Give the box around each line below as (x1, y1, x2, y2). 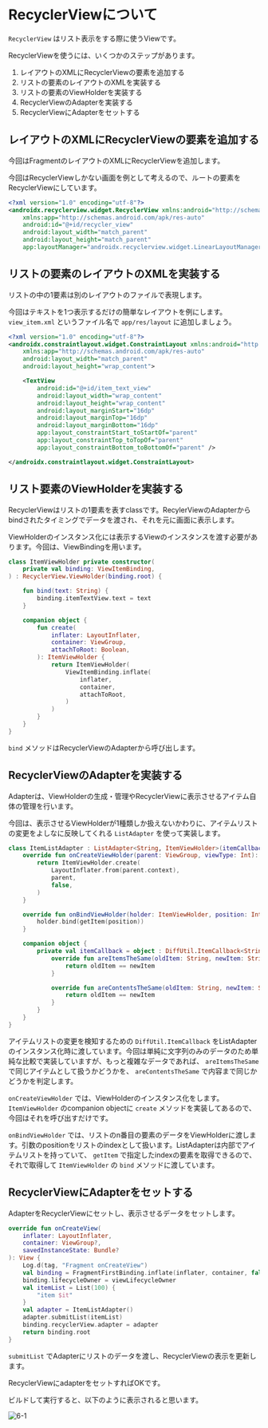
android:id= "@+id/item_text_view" (37, 384, 152, 392)
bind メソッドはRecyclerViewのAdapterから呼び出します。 (8, 742, 200, 753)
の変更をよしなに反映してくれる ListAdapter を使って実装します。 (8, 828, 225, 837)
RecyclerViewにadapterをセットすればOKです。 (8, 1378, 165, 1387)
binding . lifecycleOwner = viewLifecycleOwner (22, 1276, 177, 1284)
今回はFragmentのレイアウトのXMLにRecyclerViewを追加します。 (8, 156, 225, 165)
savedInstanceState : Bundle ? (22, 1247, 120, 1255)
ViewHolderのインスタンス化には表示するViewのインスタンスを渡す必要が (8, 532, 251, 541)
